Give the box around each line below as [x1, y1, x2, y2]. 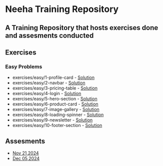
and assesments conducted [5, 31, 94, 39]
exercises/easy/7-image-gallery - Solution [12, 106, 100, 112]
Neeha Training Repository [5, 3, 119, 15]
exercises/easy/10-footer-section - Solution [12, 122, 102, 128]
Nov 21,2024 [12, 150, 39, 156]
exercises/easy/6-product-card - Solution [12, 101, 98, 107]
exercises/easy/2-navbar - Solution [12, 80, 85, 86]
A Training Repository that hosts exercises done [5, 23, 158, 32]
